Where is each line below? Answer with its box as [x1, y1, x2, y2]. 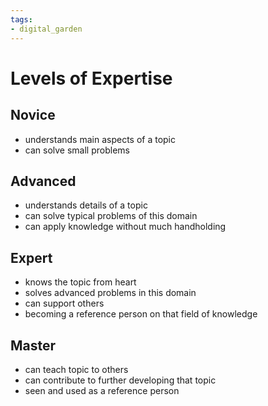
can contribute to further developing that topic [24, 374, 217, 386]
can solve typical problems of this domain [24, 210, 198, 222]
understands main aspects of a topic [24, 133, 177, 145]
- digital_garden [10, 24, 83, 34]
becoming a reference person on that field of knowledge [24, 308, 258, 320]
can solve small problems [24, 144, 130, 156]
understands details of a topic [24, 199, 148, 211]
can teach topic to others [24, 363, 129, 375]
